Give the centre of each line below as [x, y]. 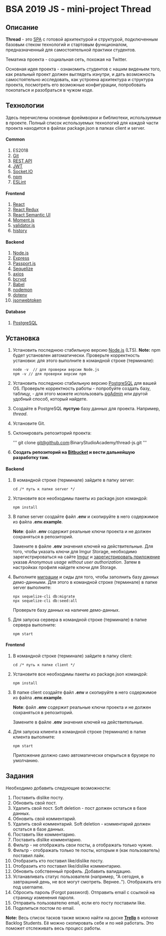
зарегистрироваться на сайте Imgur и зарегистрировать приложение [86, 557]
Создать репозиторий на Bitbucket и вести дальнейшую [74, 452]
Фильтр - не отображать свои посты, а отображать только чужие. [83, 845]
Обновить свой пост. [35, 803]
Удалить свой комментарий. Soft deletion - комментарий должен [82, 824]
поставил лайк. [29, 855]
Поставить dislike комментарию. [47, 839]
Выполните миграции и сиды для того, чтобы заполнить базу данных [86, 577]
